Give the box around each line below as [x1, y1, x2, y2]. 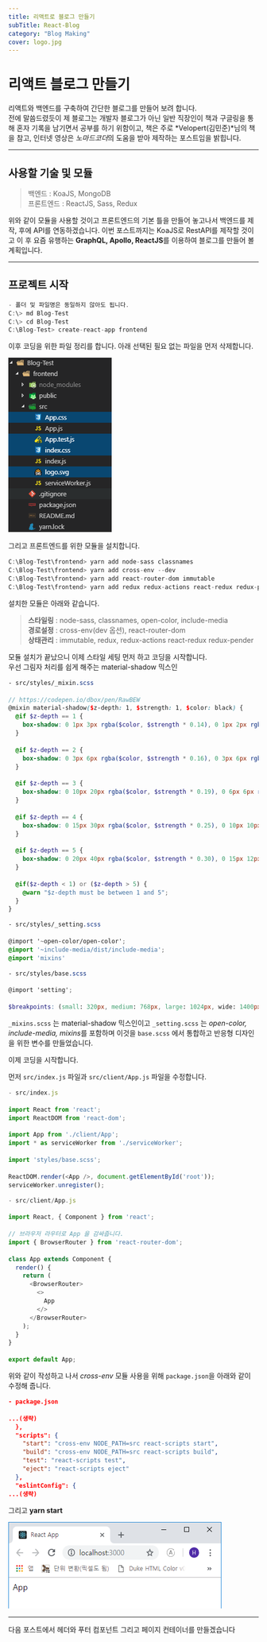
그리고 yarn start [8, 1505, 64, 1515]
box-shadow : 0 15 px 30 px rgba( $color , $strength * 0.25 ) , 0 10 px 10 [22, 821, 254, 830]
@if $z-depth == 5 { [15, 846, 83, 854]
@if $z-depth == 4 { [15, 813, 83, 821]
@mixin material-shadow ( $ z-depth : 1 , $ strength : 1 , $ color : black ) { [8, 704, 244, 712]
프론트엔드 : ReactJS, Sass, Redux [27, 199, 137, 208]
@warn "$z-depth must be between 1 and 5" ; [22, 889, 169, 897]
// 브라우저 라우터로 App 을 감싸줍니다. [8, 1230, 124, 1238]
